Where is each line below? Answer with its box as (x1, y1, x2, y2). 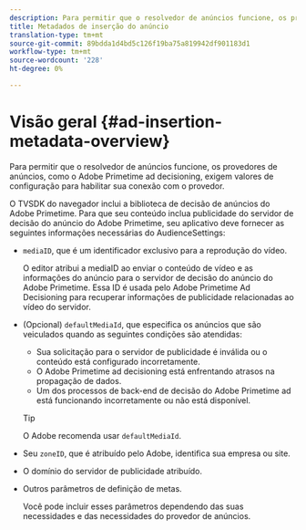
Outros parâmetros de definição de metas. (22, 483, 182, 494)
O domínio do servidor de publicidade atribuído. (22, 465, 203, 476)
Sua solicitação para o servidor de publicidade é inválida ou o (36, 346, 268, 357)
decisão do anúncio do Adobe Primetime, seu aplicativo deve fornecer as (9, 217, 285, 228)
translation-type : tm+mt (9, 30, 104, 39)
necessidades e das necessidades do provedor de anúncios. (22, 510, 251, 521)
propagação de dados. (36, 375, 122, 386)
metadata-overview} (9, 131, 170, 151)
